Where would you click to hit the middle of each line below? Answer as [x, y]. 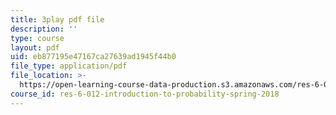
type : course [37, 38]
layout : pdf [35, 47]
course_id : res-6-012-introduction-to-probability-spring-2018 [145, 94]
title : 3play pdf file [57, 19]
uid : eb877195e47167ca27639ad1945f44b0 [93, 57]
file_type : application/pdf [69, 66]
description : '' [44, 29]
